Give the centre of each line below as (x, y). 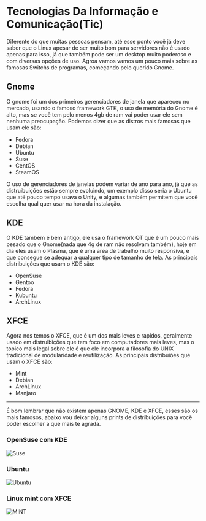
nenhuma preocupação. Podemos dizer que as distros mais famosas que (99, 121)
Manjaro (26, 393)
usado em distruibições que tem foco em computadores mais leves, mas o (100, 342)
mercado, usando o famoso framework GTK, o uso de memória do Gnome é (102, 108)
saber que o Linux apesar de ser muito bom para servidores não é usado (98, 48)
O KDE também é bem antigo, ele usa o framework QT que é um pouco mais (103, 237)
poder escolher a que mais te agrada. (54, 424)
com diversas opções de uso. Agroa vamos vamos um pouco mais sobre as (102, 61)
